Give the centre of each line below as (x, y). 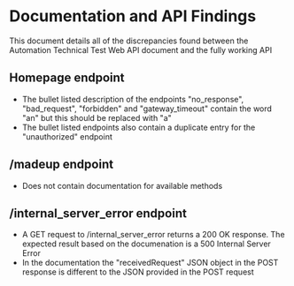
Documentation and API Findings (133, 16)
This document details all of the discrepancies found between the (129, 41)
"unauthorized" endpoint (67, 136)
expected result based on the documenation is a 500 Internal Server (147, 244)
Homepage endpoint (67, 78)
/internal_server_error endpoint (98, 213)
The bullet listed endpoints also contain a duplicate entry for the (139, 127)
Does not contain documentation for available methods (122, 185)
